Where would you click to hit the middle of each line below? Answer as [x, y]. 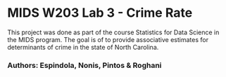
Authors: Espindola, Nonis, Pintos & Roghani [84, 65]
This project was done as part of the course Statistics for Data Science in [113, 32]
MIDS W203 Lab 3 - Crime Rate [100, 13]
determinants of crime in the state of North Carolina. [83, 47]
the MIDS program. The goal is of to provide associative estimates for [108, 39]
